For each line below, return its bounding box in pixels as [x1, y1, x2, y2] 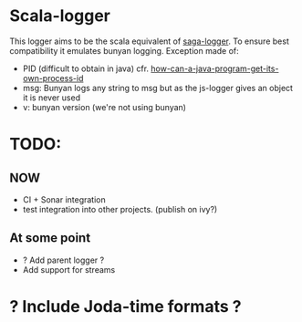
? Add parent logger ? [22, 254, 105, 265]
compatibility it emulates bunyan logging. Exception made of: [9, 45, 239, 56]
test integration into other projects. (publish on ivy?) [22, 203, 218, 214]
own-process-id [22, 72, 84, 83]
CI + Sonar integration [22, 193, 107, 205]
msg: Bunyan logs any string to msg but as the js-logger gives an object [22, 82, 294, 93]
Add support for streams [22, 264, 116, 275]
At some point [9, 230, 91, 246]
